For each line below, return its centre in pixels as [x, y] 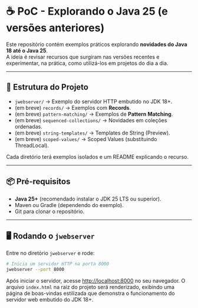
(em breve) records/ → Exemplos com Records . [73, 107]
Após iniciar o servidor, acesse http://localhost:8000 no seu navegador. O [96, 281]
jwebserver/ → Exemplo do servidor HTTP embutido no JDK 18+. [93, 101]
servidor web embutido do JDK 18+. [50, 300]
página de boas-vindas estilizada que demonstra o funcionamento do [90, 293]
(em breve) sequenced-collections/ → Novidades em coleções [91, 120]
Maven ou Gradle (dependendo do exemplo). [69, 205]
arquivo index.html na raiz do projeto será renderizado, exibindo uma [90, 287]
